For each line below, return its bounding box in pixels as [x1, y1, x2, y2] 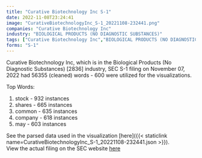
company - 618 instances [14, 114, 78, 121]
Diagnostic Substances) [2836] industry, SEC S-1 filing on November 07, [6, 65, 185, 72]
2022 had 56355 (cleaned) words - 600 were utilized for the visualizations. [6, 71, 192, 79]
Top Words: [6, 83, 35, 90]
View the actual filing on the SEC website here [6, 145, 121, 152]
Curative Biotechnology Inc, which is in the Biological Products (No [6, 58, 172, 66]
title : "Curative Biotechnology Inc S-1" [6, 8, 112, 15]
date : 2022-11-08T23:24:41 [6, 14, 74, 20]
